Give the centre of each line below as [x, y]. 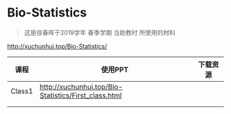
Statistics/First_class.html [81, 95]
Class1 [22, 91]
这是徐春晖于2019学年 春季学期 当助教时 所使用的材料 [100, 32]
